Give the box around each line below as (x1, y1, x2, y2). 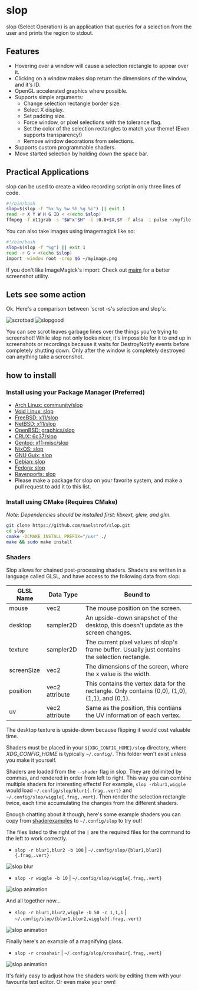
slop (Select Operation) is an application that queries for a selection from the (6, 23, 192, 30)
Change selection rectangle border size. (23, 100, 121, 107)
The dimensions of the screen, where (85, 663, 189, 671)
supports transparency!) (23, 131, 82, 138)
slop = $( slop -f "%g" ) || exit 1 (6, 245, 85, 250)
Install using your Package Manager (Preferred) (6, 388, 146, 396)
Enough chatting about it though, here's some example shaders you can (6, 811, 181, 818)
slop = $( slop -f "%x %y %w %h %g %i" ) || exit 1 (6, 206, 126, 212)
